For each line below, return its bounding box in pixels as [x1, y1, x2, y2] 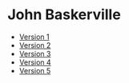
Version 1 [18, 32, 50, 41]
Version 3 [18, 49, 51, 58]
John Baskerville [7, 6, 121, 24]
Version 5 [18, 65, 51, 75]
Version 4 [18, 57, 51, 67]
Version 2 [18, 40, 51, 49]
